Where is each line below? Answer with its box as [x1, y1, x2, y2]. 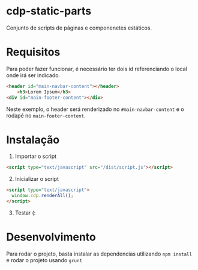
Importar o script [14, 152, 57, 160]
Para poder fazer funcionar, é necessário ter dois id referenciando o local [6, 65, 187, 72]
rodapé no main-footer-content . [6, 111, 86, 119]
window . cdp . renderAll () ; [11, 193, 74, 199]
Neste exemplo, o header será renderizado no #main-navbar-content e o [6, 105, 184, 113]
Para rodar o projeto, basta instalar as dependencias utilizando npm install [6, 250, 193, 257]
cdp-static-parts [6, 4, 92, 18]
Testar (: [14, 209, 36, 216]
